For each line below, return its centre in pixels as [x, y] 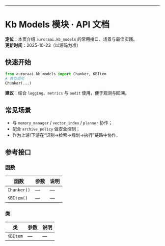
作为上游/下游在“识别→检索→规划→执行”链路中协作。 [66, 135]
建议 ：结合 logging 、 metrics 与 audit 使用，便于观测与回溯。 [67, 93]
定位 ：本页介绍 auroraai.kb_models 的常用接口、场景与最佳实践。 [71, 39]
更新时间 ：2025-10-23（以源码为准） [43, 45]
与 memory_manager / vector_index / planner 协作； [62, 123]
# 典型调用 [15, 78]
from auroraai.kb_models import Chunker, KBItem [56, 74]
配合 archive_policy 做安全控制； [46, 129]
